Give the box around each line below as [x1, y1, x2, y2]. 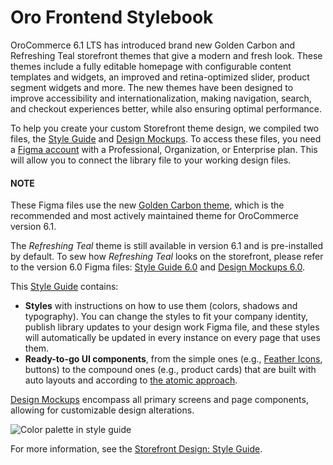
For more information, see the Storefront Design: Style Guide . [10, 443, 263, 455]
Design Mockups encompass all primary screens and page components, [10, 394, 309, 406]
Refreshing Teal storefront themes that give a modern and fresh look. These [10, 49, 323, 61]
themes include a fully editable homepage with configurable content [10, 60, 292, 72]
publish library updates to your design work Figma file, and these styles [24, 321, 320, 333]
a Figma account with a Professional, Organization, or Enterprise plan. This [10, 143, 318, 155]
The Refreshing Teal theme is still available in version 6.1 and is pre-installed [10, 240, 323, 252]
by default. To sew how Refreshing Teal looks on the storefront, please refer [10, 251, 324, 263]
